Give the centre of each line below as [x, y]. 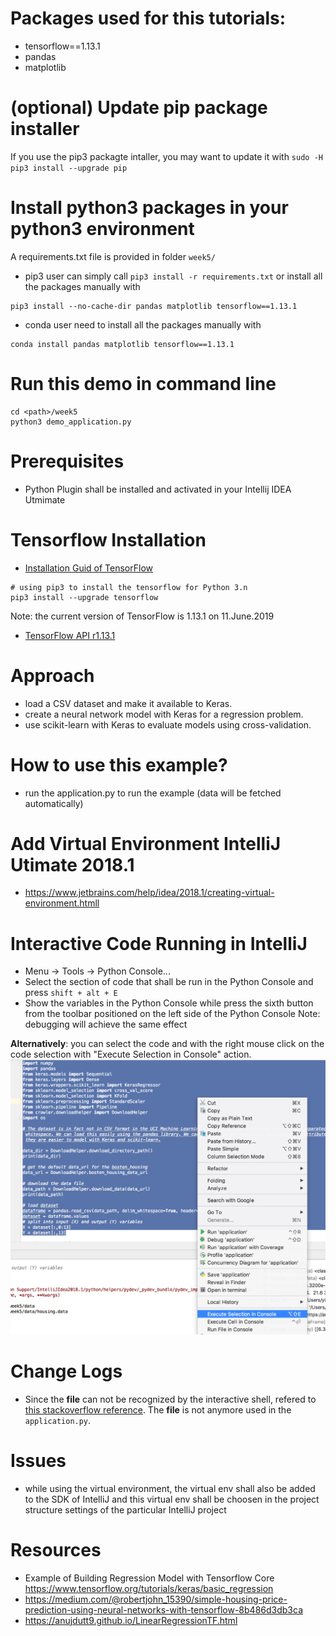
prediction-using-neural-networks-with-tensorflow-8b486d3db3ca [163, 1609]
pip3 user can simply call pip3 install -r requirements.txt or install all [173, 276]
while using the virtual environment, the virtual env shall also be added [170, 1488]
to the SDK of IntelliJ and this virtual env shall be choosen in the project [172, 1499]
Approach [52, 675]
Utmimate [45, 499]
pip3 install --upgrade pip [69, 168]
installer [45, 129]
